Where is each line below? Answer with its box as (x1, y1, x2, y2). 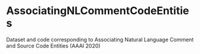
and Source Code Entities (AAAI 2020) (6, 42, 101, 49)
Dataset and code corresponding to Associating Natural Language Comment (6, 36, 194, 43)
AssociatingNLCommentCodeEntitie (6, 4, 189, 18)
